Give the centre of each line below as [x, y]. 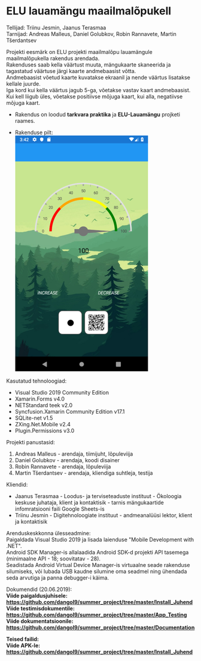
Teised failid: [23, 639]
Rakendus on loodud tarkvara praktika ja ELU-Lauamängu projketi [98, 114]
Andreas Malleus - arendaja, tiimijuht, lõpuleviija [74, 454]
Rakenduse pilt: [34, 132]
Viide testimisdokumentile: [40, 608]
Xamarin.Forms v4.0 [39, 399]
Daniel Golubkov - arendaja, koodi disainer [67, 460]
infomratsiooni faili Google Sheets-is [60, 509]
